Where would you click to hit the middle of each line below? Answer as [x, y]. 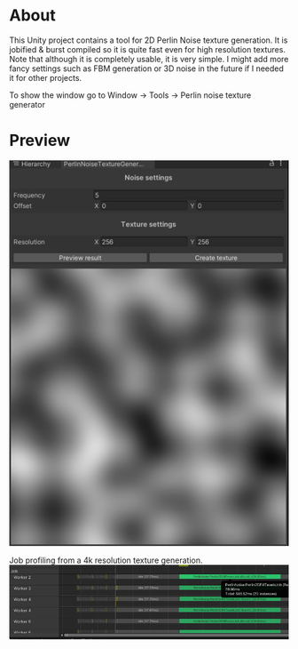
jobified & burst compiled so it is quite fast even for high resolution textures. [148, 49]
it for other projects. [46, 77]
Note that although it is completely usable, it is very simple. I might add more [149, 59]
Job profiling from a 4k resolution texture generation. [106, 560]
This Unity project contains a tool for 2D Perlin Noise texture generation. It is [149, 40]
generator [27, 104]
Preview [40, 141]
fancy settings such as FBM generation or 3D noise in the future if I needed [146, 68]
